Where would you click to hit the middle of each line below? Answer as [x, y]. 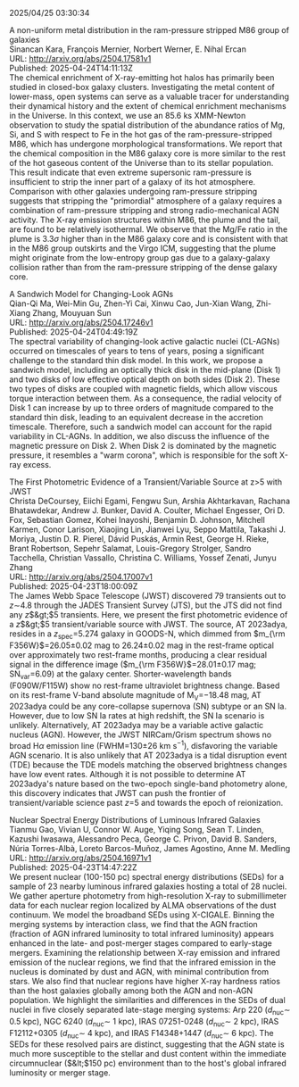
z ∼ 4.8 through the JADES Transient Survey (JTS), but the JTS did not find [146, 605]
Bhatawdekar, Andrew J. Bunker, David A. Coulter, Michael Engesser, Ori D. [147, 510]
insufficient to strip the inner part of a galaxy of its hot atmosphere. [133, 182]
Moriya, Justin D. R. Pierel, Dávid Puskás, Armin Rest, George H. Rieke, [139, 539]
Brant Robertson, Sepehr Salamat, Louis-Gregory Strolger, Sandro [130, 548]
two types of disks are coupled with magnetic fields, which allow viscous [144, 389]
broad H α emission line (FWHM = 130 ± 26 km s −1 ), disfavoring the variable [144, 745]
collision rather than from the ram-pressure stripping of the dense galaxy [144, 267]
